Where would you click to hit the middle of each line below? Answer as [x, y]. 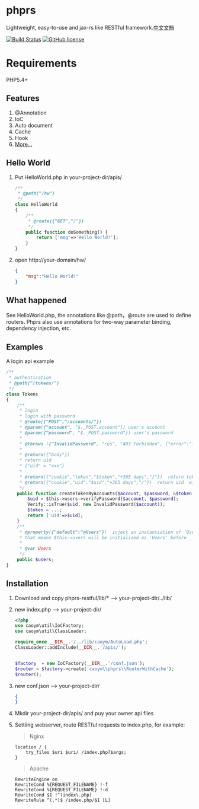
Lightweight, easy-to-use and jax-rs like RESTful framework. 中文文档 [90, 27]
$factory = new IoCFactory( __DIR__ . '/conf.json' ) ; [80, 663]
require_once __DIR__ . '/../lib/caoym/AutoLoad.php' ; [81, 642]
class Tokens [22, 394]
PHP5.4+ [17, 79]
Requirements [41, 63]
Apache [39, 769]
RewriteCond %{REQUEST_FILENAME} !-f [61, 785]
